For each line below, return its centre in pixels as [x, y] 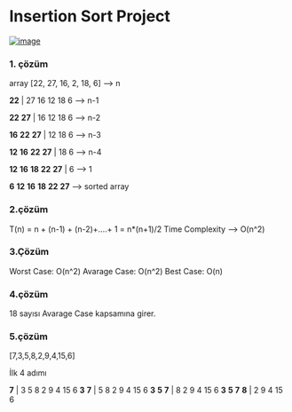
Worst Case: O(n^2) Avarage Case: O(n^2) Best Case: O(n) [116, 271]
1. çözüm [29, 64]
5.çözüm [29, 337]
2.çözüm [29, 210]
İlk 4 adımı [28, 373]
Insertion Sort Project [90, 16]
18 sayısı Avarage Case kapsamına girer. [83, 313]
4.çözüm [29, 294]
